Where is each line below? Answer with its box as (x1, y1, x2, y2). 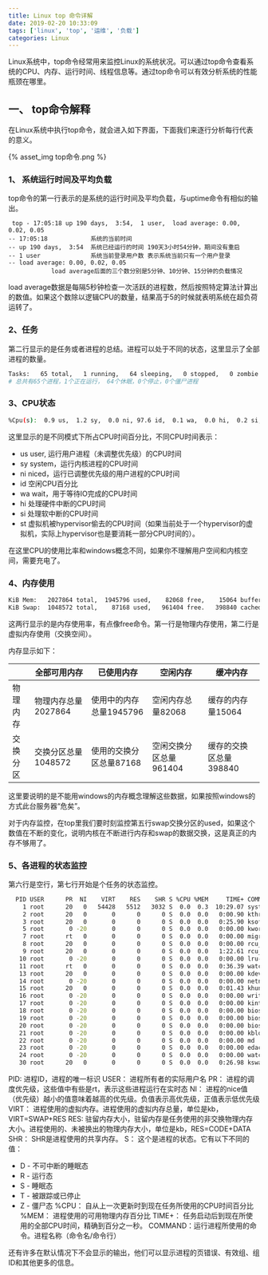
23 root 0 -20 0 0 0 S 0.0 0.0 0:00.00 (18, 1043, 245, 1052)
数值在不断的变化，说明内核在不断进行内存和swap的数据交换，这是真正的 (8, 828, 250, 837)
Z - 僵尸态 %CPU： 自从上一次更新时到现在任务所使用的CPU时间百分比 (19, 1201, 254, 1210)
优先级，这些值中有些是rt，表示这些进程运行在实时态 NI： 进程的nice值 (14, 1084, 249, 1094)
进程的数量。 (8, 354, 50, 363)
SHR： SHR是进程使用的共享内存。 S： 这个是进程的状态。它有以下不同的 (8, 1134, 250, 1144)
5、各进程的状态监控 (8, 860, 88, 871)
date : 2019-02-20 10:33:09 (8, 19, 98, 27)
